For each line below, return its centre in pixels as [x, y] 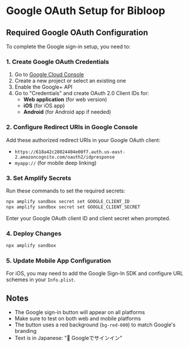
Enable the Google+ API [43, 87]
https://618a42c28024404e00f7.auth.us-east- [70, 152]
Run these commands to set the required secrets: [66, 191]
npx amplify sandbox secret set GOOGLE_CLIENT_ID [68, 201]
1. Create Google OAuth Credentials [58, 62]
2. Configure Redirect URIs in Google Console [72, 127]
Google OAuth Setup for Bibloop [86, 11]
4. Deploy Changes [34, 233]
